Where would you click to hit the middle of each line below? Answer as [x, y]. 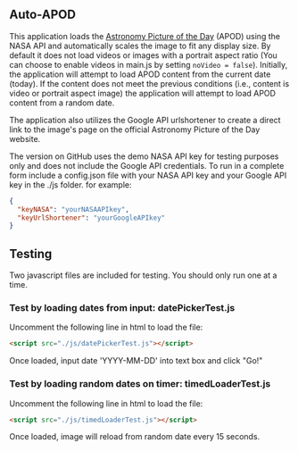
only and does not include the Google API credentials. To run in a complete [147, 165]
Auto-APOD [42, 15]
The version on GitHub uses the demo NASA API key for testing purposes [144, 156]
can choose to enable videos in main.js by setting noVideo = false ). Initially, [149, 64]
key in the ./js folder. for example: [70, 184]
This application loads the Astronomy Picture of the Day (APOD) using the [145, 36]
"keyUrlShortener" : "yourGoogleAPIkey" [91, 218]
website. [25, 138]
